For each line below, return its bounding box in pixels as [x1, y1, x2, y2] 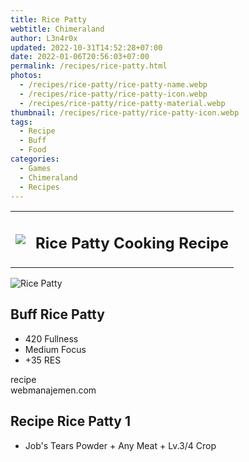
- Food [19, 145, 47, 155]
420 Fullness [24, 332, 79, 345]
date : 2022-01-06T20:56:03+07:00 [10, 52, 150, 62]
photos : [10, 71, 43, 81]
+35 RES [24, 354, 62, 366]
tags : [10, 117, 33, 127]
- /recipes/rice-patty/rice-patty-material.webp [19, 98, 226, 108]
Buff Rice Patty [10, 306, 105, 323]
